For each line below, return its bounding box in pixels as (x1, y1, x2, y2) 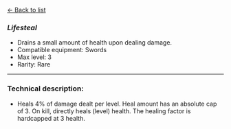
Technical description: (7, 84, 84, 93)
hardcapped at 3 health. (16, 114, 86, 122)
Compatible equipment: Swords (16, 46, 107, 54)
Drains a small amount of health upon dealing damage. (16, 38, 173, 47)
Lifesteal (7, 23, 38, 32)
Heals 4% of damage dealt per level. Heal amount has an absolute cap (16, 99, 217, 108)
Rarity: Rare (16, 60, 51, 69)
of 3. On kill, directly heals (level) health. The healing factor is (16, 106, 191, 115)
